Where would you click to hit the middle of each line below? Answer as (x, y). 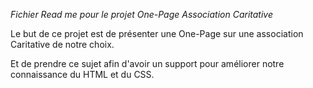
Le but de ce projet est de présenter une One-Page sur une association (157, 33)
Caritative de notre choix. (62, 44)
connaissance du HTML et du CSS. (82, 74)
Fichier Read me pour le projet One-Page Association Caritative (142, 14)
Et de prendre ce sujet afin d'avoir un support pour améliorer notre (147, 63)
